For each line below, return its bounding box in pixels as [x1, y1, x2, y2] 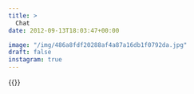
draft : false [8, 49, 52, 57]
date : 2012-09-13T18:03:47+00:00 [8, 26, 120, 34]
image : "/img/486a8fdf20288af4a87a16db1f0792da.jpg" [8, 41, 188, 49]
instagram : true [8, 56, 62, 64]
